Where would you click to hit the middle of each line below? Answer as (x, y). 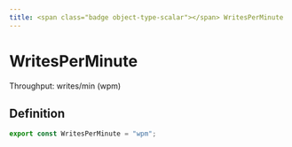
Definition (37, 113)
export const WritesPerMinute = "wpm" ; (83, 134)
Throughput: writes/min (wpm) (65, 86)
